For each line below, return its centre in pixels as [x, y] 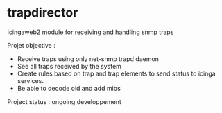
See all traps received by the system [69, 66]
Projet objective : [31, 45]
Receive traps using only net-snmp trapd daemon [88, 59]
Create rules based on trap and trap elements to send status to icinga [117, 73]
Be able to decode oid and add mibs [69, 88]
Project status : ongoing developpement [64, 101]
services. [30, 80]
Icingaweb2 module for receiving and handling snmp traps [91, 32]
